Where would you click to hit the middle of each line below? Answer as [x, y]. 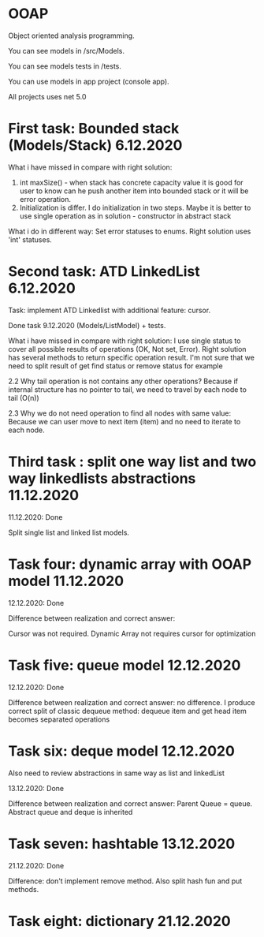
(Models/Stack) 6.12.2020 [95, 146]
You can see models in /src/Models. [66, 50]
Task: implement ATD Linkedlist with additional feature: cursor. [110, 310]
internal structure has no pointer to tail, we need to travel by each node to [127, 389]
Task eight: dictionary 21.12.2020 [119, 921]
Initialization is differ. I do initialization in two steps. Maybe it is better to [135, 207]
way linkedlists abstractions [102, 479]
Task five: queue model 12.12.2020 [125, 665]
